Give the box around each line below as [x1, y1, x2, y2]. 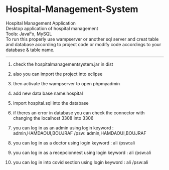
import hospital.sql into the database [13, 100, 89, 106]
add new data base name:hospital [13, 90, 83, 96]
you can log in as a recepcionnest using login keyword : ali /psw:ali [13, 149, 151, 155]
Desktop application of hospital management [6, 25, 98, 31]
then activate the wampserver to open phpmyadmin [13, 80, 120, 86]
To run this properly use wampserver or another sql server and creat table [6, 36, 159, 42]
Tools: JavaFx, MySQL [6, 31, 52, 37]
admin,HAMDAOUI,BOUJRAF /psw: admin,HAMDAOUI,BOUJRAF [13, 130, 147, 136]
